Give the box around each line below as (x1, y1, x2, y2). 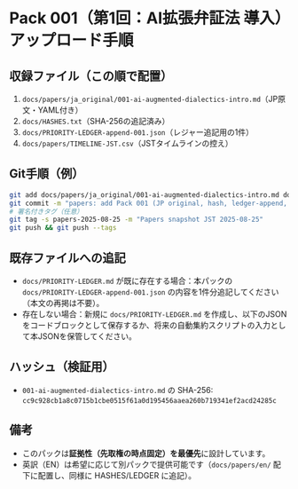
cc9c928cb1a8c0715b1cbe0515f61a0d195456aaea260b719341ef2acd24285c (21, 396, 277, 405)
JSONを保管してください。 (37, 331, 137, 342)
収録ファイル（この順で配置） (9, 68, 173, 83)
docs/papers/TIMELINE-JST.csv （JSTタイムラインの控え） (21, 138, 233, 148)
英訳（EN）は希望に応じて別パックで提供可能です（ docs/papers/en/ (21, 459, 272, 469)
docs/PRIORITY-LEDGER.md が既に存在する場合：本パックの (21, 276, 233, 286)
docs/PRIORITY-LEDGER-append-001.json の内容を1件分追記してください (21, 287, 279, 297)
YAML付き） (37, 105, 83, 115)
